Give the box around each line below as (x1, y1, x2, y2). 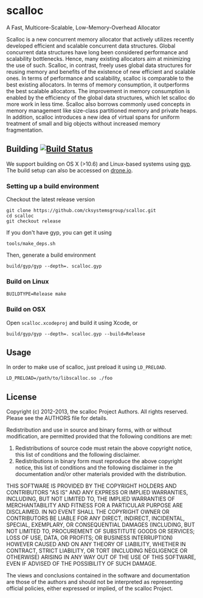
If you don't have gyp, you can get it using (6, 229, 112, 237)
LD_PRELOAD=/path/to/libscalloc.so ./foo (6, 376, 113, 382)
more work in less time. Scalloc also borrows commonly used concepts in (6, 100, 191, 107)
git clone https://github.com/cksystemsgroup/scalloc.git (6, 208, 156, 214)
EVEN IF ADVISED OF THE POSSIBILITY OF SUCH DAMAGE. (6, 560, 157, 568)
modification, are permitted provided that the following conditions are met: (6, 433, 193, 440)
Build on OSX (6, 305, 46, 314)
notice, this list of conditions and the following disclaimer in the (15, 464, 173, 471)
